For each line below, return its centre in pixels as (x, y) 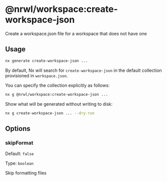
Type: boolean (19, 164)
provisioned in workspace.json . (37, 75)
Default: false (19, 154)
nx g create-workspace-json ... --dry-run (50, 113)
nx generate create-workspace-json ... (47, 61)
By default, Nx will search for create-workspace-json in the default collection (83, 70)
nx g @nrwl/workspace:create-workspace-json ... (57, 94)
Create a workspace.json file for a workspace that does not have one (76, 33)
